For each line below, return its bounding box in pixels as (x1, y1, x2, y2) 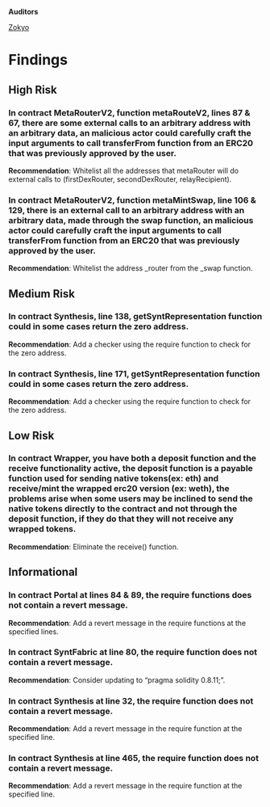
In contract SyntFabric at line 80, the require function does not (8, 646, 258, 658)
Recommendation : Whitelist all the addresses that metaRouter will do (8, 166, 239, 175)
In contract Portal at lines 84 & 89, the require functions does (8, 590, 252, 601)
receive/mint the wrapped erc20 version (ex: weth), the (8, 483, 230, 494)
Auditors (8, 7, 39, 16)
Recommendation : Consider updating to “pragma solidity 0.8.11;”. (8, 675, 226, 685)
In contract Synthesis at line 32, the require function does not (8, 695, 254, 706)
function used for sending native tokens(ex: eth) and (8, 473, 219, 484)
